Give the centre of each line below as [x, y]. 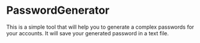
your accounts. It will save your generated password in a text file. [88, 33]
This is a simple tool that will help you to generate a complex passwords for [100, 27]
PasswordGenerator [58, 10]
